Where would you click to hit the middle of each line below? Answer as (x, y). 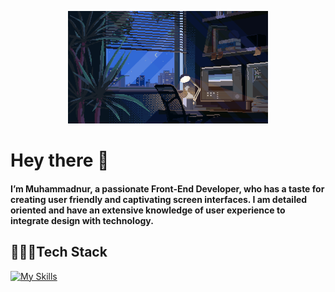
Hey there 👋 (60, 160)
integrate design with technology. (82, 220)
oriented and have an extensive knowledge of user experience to (148, 210)
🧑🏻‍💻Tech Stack (59, 252)
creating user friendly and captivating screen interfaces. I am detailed (159, 199)
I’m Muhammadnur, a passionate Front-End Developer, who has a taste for (167, 188)
